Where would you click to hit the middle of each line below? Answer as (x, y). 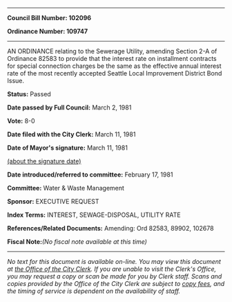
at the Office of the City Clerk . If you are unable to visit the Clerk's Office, (112, 269)
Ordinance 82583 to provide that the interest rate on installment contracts (112, 59)
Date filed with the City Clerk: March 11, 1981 (71, 134)
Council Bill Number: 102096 (49, 18)
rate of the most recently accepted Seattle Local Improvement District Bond (115, 73)
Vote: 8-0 (21, 121)
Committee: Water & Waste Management (66, 188)
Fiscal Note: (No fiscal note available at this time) (77, 242)
